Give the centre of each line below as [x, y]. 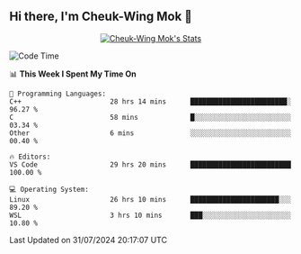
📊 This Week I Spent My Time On [73, 74]
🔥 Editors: [30, 157]
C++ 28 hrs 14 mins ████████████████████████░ [150, 101]
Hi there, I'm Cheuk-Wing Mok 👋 [101, 17]
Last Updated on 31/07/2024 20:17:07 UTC [89, 240]
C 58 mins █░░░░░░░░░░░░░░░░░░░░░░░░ [150, 117]
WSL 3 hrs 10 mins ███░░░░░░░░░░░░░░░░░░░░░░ [150, 215]
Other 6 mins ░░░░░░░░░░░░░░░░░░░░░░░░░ [150, 133]
